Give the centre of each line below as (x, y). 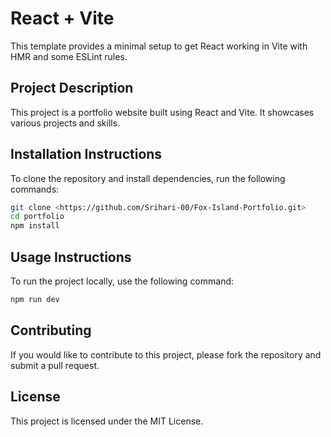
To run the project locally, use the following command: (122, 281)
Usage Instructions (71, 257)
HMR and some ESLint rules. (69, 56)
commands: (35, 189)
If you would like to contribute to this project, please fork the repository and (166, 354)
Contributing (51, 330)
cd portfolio (37, 217)
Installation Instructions (86, 154)
